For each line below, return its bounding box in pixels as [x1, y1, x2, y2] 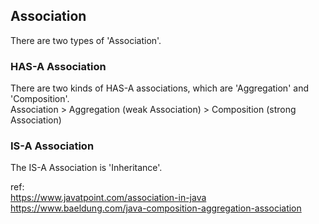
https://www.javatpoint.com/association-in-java [10, 192, 207, 204]
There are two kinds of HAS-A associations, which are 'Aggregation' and [10, 82, 309, 94]
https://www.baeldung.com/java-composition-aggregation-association [10, 202, 302, 214]
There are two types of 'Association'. [10, 34, 162, 46]
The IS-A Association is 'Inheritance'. [10, 162, 163, 174]
